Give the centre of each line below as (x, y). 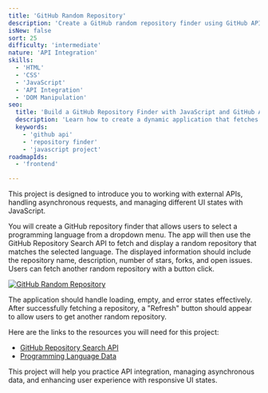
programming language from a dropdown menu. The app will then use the (130, 235)
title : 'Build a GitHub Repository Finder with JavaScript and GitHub (135, 113)
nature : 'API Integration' (53, 53)
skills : (21, 61)
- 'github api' (48, 134)
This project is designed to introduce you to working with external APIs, (126, 194)
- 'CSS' (28, 75)
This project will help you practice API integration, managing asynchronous (132, 371)
